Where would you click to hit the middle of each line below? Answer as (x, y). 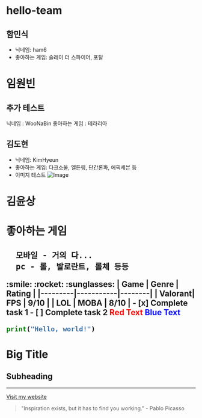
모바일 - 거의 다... (54, 255)
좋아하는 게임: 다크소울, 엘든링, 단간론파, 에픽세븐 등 (76, 167)
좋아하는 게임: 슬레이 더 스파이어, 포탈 (59, 57)
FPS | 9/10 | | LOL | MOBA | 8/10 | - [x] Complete (97, 303)
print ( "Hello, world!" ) (51, 329)
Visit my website (26, 396)
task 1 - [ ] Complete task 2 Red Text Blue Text (93, 312)
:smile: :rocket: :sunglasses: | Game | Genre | (93, 284)
